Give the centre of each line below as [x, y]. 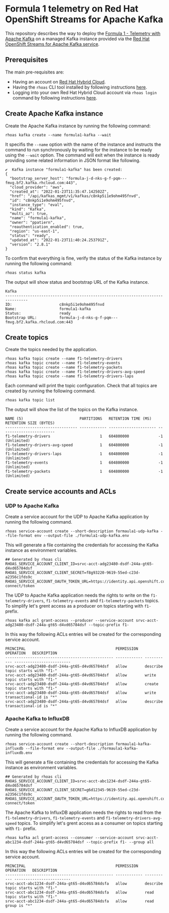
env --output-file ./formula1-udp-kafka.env [82, 536]
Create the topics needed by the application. [51, 350]
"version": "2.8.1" [30, 244]
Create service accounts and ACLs [61, 491]
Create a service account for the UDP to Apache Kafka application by [77, 517]
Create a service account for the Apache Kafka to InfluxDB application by [81, 729]
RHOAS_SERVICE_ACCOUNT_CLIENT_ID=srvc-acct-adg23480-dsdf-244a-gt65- [80, 564]
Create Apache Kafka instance [54, 114]
